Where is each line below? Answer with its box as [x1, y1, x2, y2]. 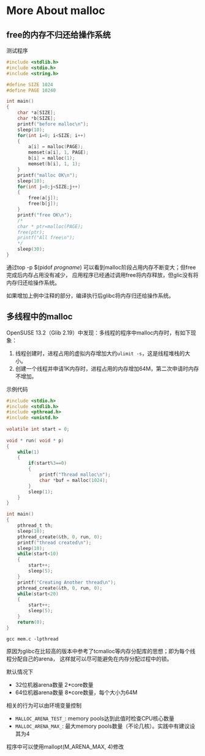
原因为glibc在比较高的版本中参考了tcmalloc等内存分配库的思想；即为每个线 [6, 647, 196, 654]
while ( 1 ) [17, 449, 40, 455]
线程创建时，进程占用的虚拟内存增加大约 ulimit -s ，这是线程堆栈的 [15, 349, 185, 357]
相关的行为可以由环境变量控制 [6, 702, 81, 709]
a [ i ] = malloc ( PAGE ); [28, 144, 84, 150]
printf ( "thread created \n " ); [17, 539, 92, 546]
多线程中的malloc [6, 311, 73, 322]
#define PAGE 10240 [6, 87, 56, 94]
